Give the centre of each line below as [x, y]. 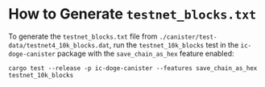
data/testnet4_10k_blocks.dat [59, 45]
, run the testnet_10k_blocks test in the [174, 44]
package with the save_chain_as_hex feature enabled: [146, 53]
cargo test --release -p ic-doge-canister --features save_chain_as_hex [133, 68]
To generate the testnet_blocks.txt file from [83, 36]
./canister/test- [188, 37]
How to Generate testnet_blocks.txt [132, 14]
